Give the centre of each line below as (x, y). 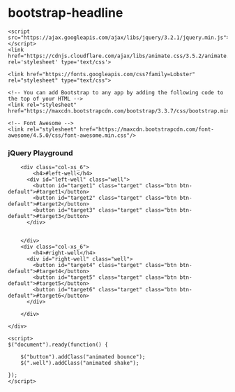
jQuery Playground (40, 153)
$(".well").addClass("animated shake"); (80, 363)
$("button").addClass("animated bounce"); (83, 357)
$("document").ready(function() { (58, 345)
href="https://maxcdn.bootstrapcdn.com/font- (147, 129)
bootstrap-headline (66, 13)
